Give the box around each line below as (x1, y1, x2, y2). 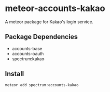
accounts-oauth (12, 51, 44, 56)
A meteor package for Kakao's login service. (5, 19, 94, 25)
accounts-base (12, 45, 42, 51)
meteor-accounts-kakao (5, 3, 105, 14)
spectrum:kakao (12, 56, 44, 62)
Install (5, 70, 24, 78)
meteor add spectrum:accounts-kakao (5, 82, 79, 87)
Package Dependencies (5, 33, 78, 41)
